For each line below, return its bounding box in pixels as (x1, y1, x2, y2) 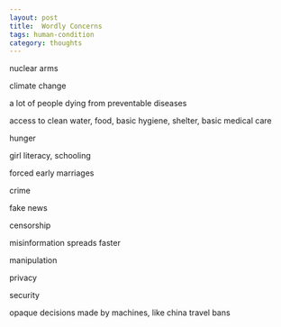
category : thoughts (9, 38, 83, 48)
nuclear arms (9, 63, 59, 74)
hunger (9, 132, 36, 144)
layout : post (9, 13, 59, 23)
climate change (9, 80, 67, 91)
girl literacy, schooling (9, 150, 92, 161)
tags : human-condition (9, 30, 95, 39)
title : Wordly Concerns (9, 22, 103, 31)
